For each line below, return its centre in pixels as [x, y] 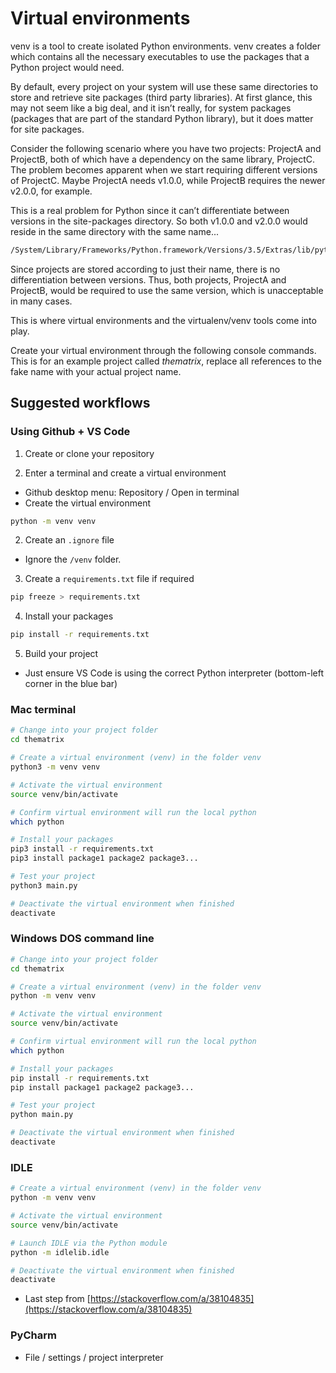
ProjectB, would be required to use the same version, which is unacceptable [167, 290]
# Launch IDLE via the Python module [89, 1243]
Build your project [61, 654]
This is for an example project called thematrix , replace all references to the [166, 361]
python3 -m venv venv [55, 767]
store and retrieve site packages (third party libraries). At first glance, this [161, 97]
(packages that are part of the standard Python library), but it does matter [162, 118]
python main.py [42, 1115]
